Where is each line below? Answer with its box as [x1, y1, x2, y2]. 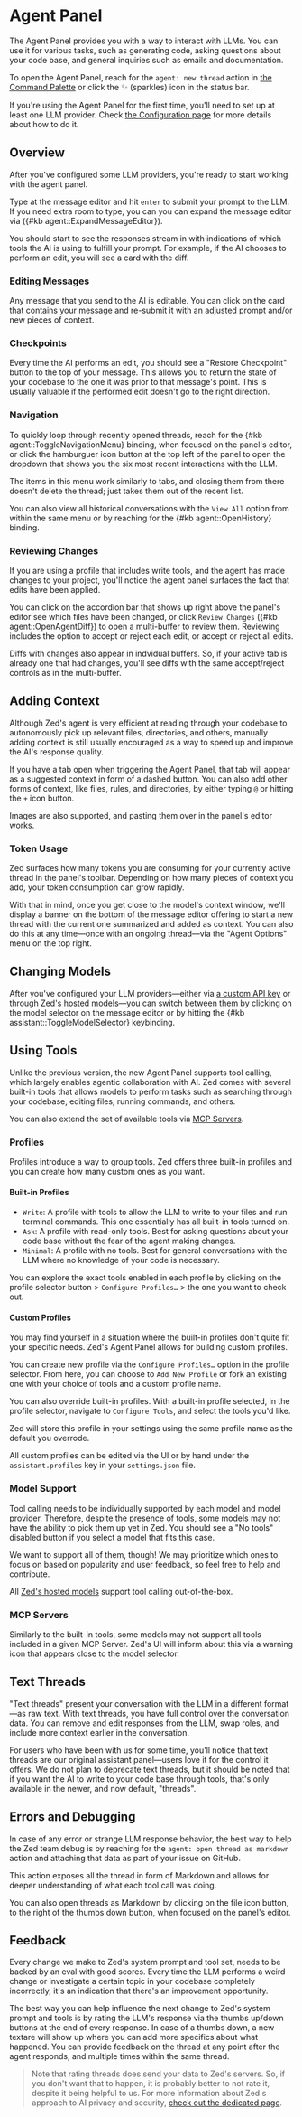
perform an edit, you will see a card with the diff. [9, 252, 189, 263]
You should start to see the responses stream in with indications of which [9, 232, 282, 244]
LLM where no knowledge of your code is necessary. [22, 1255, 220, 1266]
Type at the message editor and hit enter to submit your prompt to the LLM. [9, 196, 290, 207]
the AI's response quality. [9, 746, 104, 757]
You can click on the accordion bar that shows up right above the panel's [9, 602, 281, 613]
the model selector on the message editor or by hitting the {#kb [9, 1007, 245, 1017]
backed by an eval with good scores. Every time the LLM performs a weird [9, 1966, 286, 1977]
